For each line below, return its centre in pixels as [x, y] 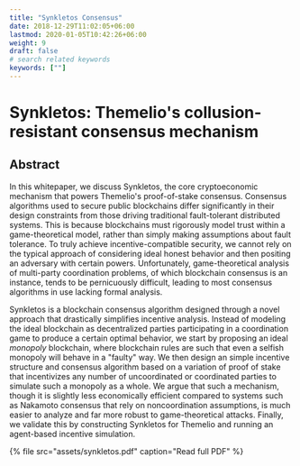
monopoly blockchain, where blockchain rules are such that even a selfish [146, 347]
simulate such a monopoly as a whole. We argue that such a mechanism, [144, 386]
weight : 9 [28, 43]
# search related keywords [60, 59]
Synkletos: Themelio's [95, 113]
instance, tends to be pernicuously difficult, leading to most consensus [141, 282]
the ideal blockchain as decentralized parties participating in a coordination [149, 328]
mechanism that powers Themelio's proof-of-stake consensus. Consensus [148, 196]
